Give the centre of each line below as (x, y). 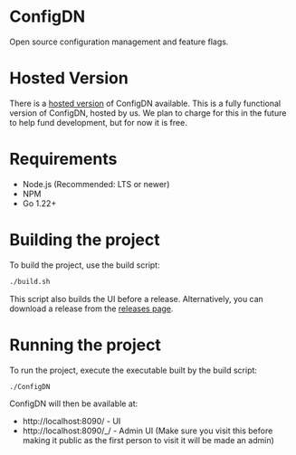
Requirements (63, 159)
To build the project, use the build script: (85, 265)
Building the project (85, 240)
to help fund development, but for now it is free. (98, 122)
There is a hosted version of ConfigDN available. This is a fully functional (145, 103)
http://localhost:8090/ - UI (72, 422)
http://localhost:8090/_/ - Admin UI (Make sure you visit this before (148, 431)
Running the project (85, 345)
